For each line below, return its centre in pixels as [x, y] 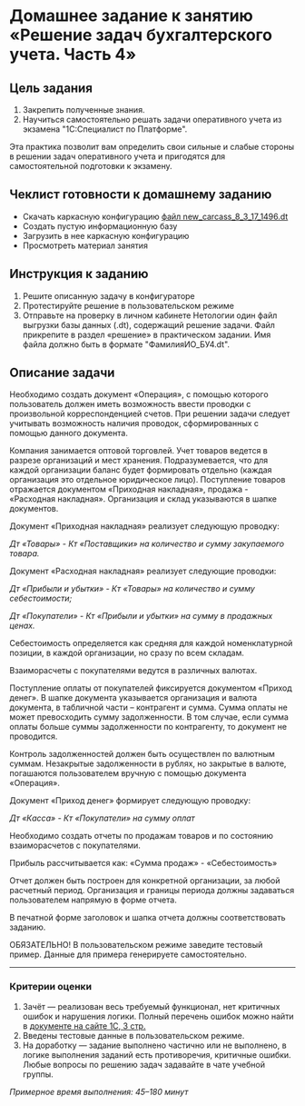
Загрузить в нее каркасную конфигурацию [106, 235]
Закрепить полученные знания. [84, 110]
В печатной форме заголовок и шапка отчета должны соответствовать [148, 918]
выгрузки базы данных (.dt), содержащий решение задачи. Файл [148, 324]
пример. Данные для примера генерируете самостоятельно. [128, 954]
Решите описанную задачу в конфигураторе [108, 295]
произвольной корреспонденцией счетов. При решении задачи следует [150, 414]
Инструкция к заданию [79, 274]
